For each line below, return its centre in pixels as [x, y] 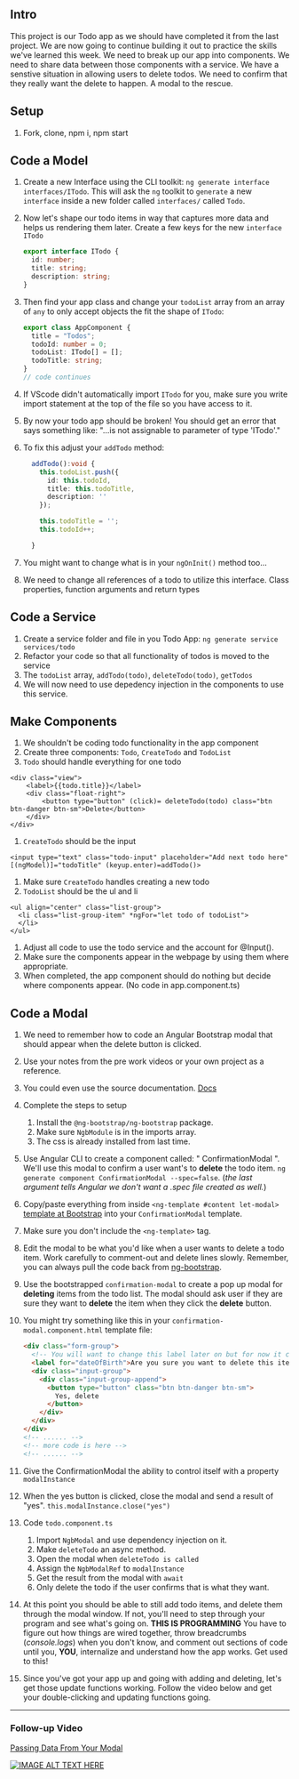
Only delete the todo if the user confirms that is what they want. [153, 1587]
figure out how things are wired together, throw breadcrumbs [134, 1632]
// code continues [57, 377]
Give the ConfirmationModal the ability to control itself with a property [151, 1470]
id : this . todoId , [79, 480]
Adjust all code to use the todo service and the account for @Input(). [148, 947]
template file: [129, 1330]
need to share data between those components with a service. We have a [145, 64]
